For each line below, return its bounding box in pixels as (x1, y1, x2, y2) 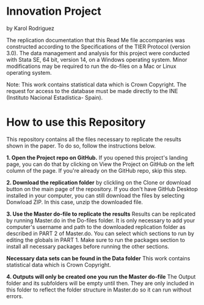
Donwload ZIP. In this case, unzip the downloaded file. (6, 198, 144, 206)
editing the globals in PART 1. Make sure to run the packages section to (6, 236, 185, 243)
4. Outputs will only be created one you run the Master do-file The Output (6, 273, 196, 280)
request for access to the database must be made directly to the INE (6, 87, 178, 94)
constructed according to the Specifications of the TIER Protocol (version (6, 43, 191, 50)
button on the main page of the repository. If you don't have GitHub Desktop (6, 185, 199, 192)
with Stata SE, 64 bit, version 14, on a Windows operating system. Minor (6, 56, 188, 63)
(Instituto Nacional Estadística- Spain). (6, 94, 103, 101)
